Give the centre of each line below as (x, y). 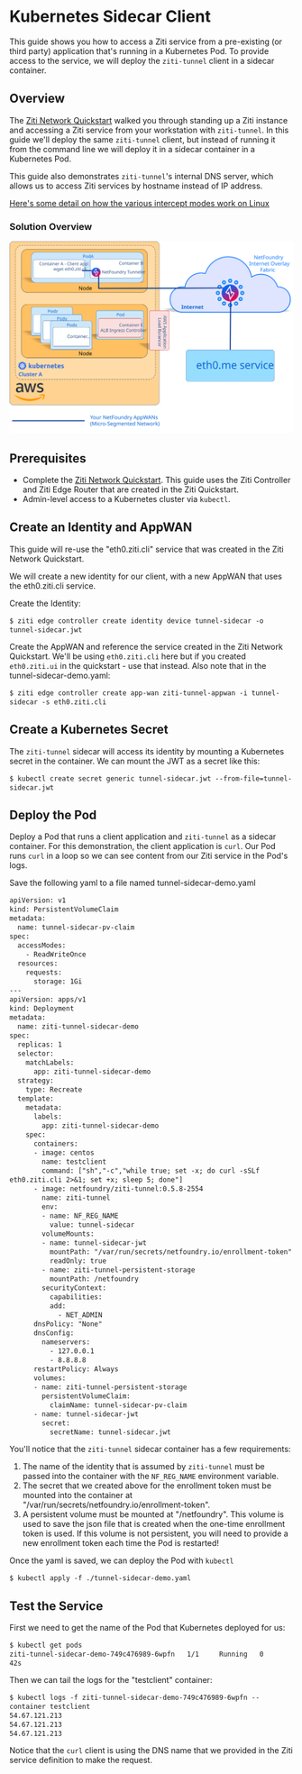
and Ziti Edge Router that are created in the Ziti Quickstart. (130, 489)
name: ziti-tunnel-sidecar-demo (78, 1027)
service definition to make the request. (81, 1760)
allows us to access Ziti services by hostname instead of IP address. (136, 186)
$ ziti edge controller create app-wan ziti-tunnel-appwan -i (128, 693)
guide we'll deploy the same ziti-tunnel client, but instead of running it (142, 139)
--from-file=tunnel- (254, 778)
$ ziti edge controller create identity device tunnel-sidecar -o (137, 621)
